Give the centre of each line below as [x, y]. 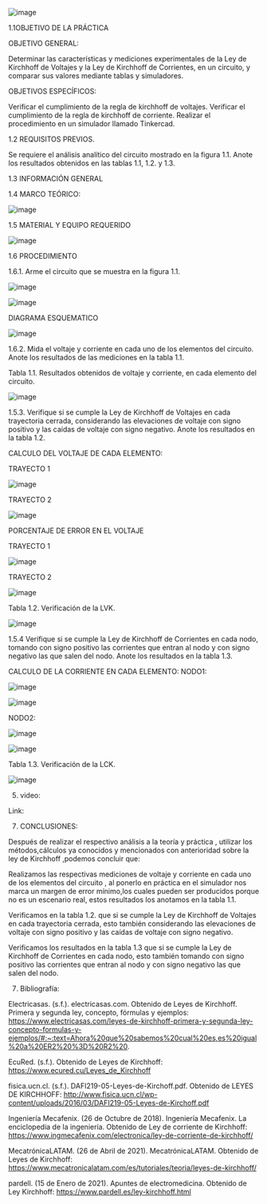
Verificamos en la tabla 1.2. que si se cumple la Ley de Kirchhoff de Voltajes [132, 915]
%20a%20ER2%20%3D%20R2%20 [68, 1046]
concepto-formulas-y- [45, 1029]
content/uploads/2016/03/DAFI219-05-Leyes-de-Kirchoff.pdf [109, 1103]
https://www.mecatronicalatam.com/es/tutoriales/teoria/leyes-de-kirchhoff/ [132, 1168]
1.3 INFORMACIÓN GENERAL [56, 179]
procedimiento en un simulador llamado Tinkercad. [92, 123]
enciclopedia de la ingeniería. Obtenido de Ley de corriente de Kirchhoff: [128, 1127]
